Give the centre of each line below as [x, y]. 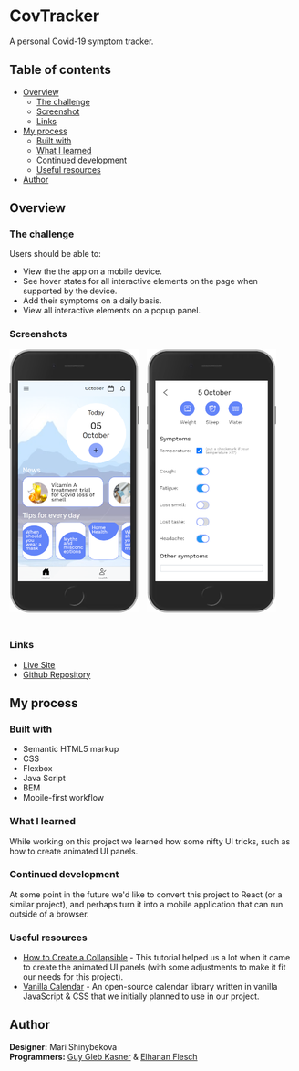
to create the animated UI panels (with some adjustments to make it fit [154, 967]
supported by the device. [70, 291]
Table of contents [60, 70]
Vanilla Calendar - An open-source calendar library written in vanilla [150, 987]
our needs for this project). [73, 977]
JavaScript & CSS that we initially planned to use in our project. [141, 996]
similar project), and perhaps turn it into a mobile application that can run [146, 904]
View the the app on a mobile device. [92, 271]
